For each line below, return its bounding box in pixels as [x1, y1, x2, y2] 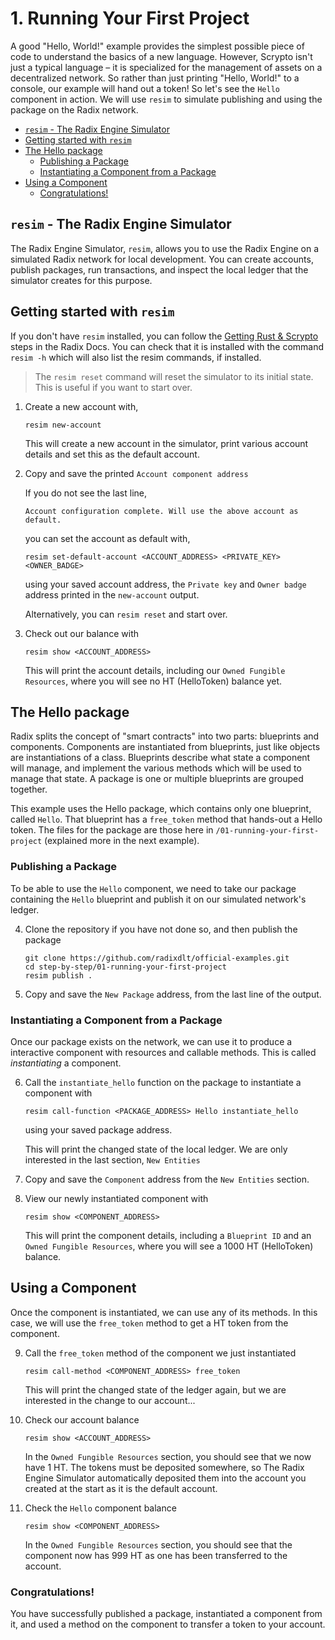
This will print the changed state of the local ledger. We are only [24, 1143, 288, 1155]
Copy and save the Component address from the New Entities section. [24, 1173, 310, 1185]
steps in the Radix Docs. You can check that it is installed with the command [10, 340, 325, 352]
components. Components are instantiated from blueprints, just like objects [10, 741, 321, 753]
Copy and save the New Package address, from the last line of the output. [24, 988, 322, 1000]
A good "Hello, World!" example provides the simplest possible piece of [10, 40, 305, 52]
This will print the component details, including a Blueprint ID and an [24, 1229, 312, 1241]
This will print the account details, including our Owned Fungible [24, 664, 286, 676]
